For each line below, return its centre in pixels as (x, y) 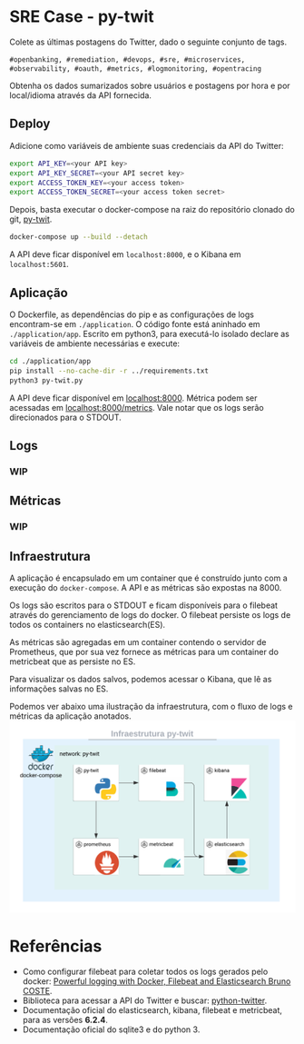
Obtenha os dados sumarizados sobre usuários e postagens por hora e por (150, 85)
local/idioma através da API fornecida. (81, 95)
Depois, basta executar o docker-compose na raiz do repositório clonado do (152, 210)
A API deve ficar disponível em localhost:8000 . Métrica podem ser (133, 398)
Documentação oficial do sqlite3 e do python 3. (111, 1029)
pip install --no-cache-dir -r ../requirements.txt (109, 371)
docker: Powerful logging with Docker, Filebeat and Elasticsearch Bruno (157, 981)
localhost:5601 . (39, 264)
